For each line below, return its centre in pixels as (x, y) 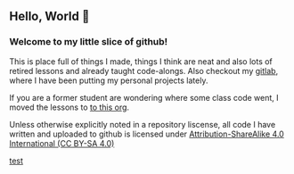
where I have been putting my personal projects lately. (109, 80)
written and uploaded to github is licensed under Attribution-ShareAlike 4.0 (147, 134)
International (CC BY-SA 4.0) (62, 143)
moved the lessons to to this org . (69, 107)
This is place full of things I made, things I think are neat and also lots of (141, 61)
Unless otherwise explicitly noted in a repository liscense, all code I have (143, 124)
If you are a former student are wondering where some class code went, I (144, 97)
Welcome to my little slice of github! (89, 42)
